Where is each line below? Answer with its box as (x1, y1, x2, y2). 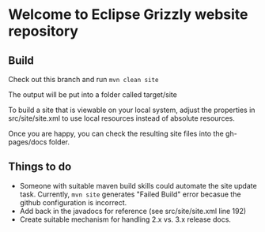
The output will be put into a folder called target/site (8, 90, 178, 99)
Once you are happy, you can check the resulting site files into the (8, 129, 224, 138)
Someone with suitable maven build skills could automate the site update (19, 181, 257, 190)
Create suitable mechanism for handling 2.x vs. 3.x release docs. (19, 215, 232, 224)
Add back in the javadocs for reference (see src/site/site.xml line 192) (19, 206, 247, 215)
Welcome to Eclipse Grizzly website (8, 6, 248, 24)
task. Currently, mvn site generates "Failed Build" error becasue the (19, 189, 241, 199)
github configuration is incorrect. (19, 197, 127, 207)
